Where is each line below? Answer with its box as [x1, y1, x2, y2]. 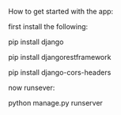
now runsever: [8, 83, 55, 92]
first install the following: [8, 22, 89, 31]
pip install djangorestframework [8, 53, 112, 61]
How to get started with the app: [8, 7, 114, 16]
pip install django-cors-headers [8, 68, 112, 77]
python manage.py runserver [8, 98, 103, 107]
